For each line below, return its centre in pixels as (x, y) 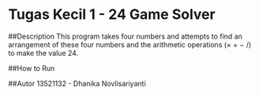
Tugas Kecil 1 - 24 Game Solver (112, 15)
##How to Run (32, 68)
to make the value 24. (43, 53)
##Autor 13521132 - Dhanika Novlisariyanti (77, 83)
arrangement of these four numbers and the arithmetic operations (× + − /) (130, 44)
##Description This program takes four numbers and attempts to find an (126, 36)
